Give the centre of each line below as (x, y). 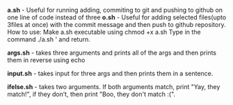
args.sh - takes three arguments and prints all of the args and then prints (112, 52)
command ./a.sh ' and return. (49, 39)
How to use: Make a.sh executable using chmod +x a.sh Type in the (104, 32)
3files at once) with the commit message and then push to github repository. (116, 25)
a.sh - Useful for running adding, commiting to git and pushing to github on (115, 10)
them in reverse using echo (46, 60)
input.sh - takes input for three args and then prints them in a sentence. (110, 73)
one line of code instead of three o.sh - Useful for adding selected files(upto (117, 17)
